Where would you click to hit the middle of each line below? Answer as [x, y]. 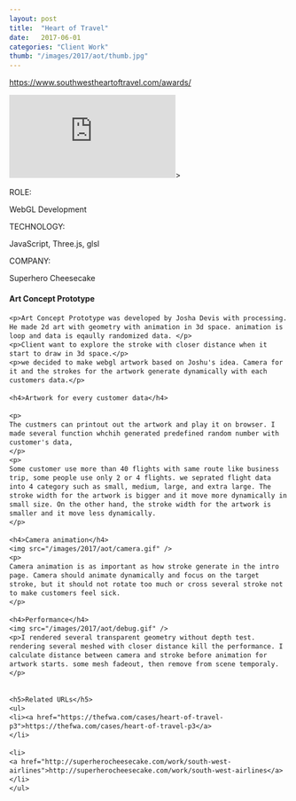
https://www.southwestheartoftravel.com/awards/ [101, 82]
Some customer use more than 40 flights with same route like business [144, 469]
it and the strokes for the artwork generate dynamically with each [138, 372]
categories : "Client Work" [59, 47]
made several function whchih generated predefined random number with [144, 434]
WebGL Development [48, 209]
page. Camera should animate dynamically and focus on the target [134, 576]
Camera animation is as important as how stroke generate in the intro [144, 567]
